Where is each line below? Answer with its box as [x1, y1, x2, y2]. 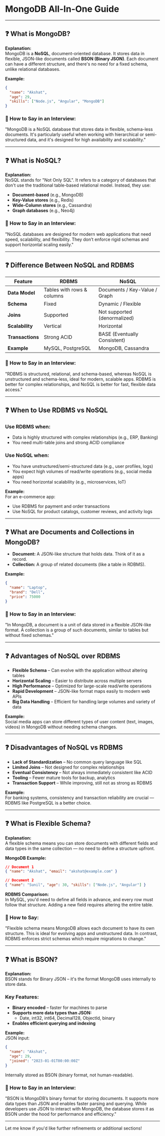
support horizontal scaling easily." [5, 241, 74, 247]
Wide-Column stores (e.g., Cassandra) [12, 202, 92, 208]
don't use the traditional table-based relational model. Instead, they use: [5, 182, 151, 188]
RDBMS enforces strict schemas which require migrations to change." [5, 936, 146, 941]
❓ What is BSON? [5, 955, 58, 964]
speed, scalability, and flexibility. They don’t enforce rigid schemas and [5, 236, 149, 242]
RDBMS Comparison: [5, 891, 49, 897]
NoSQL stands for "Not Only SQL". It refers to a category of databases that [5, 177, 156, 183]
